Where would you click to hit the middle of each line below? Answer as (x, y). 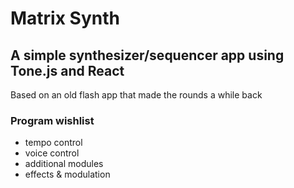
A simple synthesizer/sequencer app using (147, 55)
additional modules (64, 164)
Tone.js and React (67, 70)
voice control (52, 153)
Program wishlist (52, 120)
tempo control (53, 143)
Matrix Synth (65, 18)
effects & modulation (67, 174)
